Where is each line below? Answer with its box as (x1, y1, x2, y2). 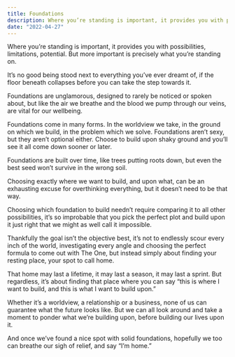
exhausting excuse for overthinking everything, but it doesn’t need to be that (7, 185, 228, 193)
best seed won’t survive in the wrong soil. (7, 164, 127, 172)
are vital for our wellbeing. (7, 106, 83, 115)
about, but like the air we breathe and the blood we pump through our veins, (7, 99, 227, 108)
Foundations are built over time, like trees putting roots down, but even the (7, 156, 222, 164)
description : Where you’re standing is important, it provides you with (7, 17, 224, 24)
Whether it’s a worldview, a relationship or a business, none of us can (7, 298, 207, 307)
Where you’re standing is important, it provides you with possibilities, (7, 43, 206, 51)
